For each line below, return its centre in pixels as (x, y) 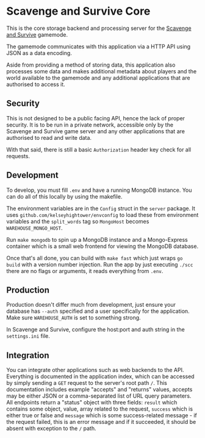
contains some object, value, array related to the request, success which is (100, 409)
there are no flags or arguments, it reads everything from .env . (85, 271)
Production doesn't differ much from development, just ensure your (91, 305)
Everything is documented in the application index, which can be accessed (100, 376)
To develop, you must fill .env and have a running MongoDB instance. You (99, 190)
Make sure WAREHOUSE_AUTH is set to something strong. (74, 318)
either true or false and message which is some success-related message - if (102, 415)
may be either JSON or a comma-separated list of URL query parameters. (99, 396)
